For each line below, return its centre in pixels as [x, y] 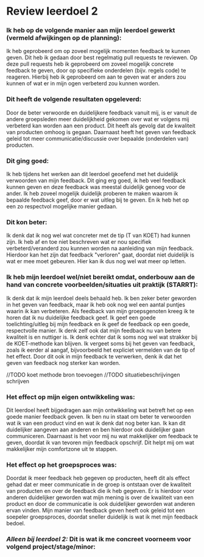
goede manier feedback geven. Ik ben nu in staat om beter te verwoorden [99, 416]
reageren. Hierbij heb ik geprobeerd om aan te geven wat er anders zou [96, 77]
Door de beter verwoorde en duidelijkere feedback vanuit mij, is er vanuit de [102, 112]
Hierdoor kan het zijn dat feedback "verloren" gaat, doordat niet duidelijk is [100, 255]
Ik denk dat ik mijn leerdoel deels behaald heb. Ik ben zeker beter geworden [101, 298]
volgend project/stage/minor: [51, 547]
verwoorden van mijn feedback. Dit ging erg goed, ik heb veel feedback [96, 180]
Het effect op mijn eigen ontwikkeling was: [71, 397]
